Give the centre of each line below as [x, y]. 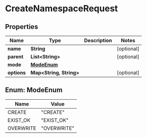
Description [98, 41]
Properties [22, 27]
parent [15, 57]
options [17, 73]
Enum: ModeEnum [34, 90]
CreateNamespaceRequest [61, 9]
